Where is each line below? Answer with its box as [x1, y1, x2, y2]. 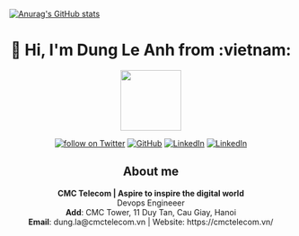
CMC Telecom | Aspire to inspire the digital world [57, 188, 244, 198]
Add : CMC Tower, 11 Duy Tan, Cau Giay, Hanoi [66, 206, 236, 217]
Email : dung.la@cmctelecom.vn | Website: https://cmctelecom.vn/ [28, 216, 274, 227]
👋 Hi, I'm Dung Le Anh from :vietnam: [10, 40, 292, 60]
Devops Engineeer [116, 197, 186, 208]
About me [122, 164, 180, 179]
